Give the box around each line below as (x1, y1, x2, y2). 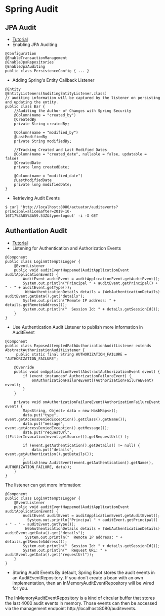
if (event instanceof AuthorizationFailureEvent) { (23, 373, 132, 378)
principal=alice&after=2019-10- (5, 209, 72, 214)
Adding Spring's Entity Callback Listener (12, 77, 95, 83)
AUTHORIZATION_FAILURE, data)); (5, 464, 72, 469)
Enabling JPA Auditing (12, 42, 58, 48)
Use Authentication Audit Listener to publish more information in (12, 324, 143, 330)
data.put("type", (23, 412, 58, 417)
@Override (14, 365, 35, 370)
